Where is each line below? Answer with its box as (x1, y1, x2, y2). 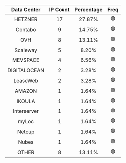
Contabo (15, 26, 36, 33)
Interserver (13, 108, 39, 114)
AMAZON (14, 87, 37, 94)
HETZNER (14, 16, 38, 23)
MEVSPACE (12, 56, 40, 63)
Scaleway (14, 47, 37, 54)
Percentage (74, 6, 103, 13)
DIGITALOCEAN (7, 67, 45, 74)
